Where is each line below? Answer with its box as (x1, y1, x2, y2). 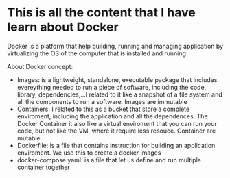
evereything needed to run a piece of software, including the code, (16, 83, 207, 91)
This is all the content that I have (7, 5, 196, 21)
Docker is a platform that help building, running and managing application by (7, 42, 224, 50)
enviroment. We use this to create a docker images (16, 149, 161, 157)
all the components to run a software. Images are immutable (16, 97, 187, 105)
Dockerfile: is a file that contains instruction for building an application (16, 141, 216, 149)
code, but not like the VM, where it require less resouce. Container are (16, 127, 216, 135)
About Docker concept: (7, 62, 73, 71)
